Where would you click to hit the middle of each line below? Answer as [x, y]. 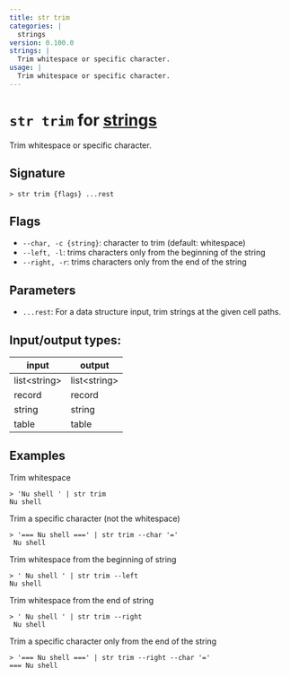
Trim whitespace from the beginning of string [93, 559]
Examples [37, 456]
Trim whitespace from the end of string [82, 600]
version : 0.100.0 [42, 43]
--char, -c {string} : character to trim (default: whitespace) [134, 243]
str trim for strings [83, 120]
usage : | [26, 68]
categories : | [36, 26]
